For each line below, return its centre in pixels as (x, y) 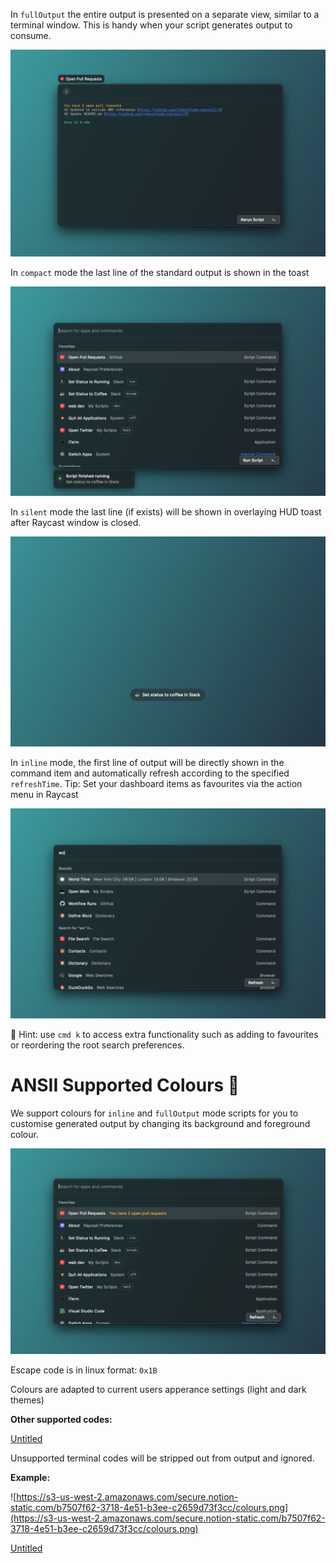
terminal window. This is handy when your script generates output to (151, 25)
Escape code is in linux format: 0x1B (84, 1370)
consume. (31, 35)
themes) (27, 1400)
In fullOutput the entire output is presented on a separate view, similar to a (165, 14)
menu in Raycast (44, 795)
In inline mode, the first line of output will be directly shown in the (147, 763)
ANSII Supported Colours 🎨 (125, 1085)
